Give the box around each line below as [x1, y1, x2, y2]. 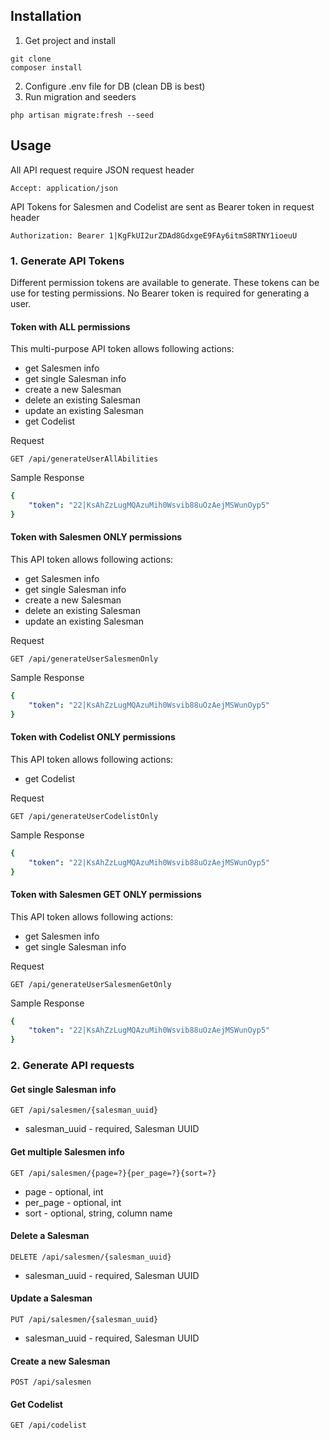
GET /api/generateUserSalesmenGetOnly [10, 979, 172, 989]
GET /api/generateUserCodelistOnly [10, 811, 159, 821]
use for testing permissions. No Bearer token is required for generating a [10, 287, 310, 299]
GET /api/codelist [10, 1420, 87, 1431]
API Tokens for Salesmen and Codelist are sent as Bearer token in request [10, 200, 315, 213]
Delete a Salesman [10, 1230, 90, 1242]
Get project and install [24, 34, 116, 46]
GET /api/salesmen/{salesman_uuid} [10, 1105, 159, 1116]
